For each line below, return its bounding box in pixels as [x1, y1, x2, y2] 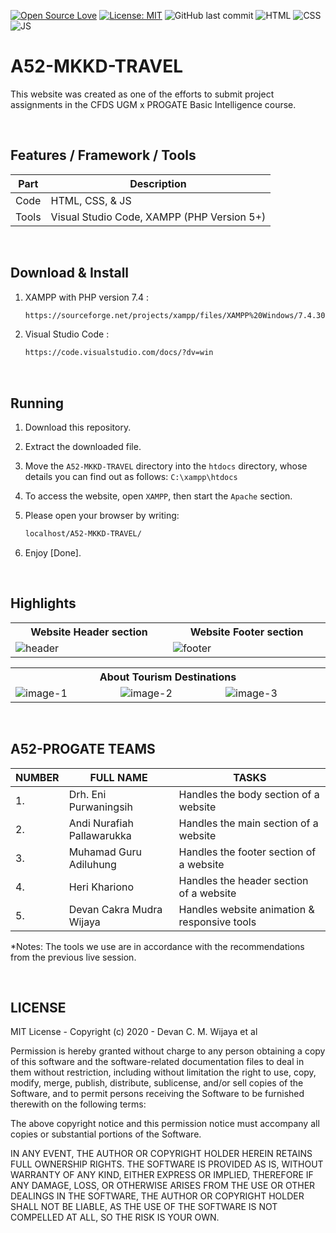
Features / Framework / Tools [10, 147, 197, 164]
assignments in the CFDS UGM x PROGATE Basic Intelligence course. [10, 98, 297, 110]
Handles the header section [178, 873, 309, 887]
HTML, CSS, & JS [50, 193, 132, 207]
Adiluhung [68, 857, 117, 871]
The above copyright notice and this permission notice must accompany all [10, 1118, 320, 1130]
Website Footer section [189, 625, 304, 639]
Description [129, 176, 187, 190]
